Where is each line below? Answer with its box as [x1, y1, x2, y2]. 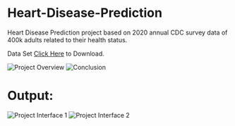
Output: [7, 88, 54, 103]
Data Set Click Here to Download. [7, 49, 104, 58]
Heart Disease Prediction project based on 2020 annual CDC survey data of [7, 28, 228, 37]
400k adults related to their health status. [7, 35, 128, 44]
